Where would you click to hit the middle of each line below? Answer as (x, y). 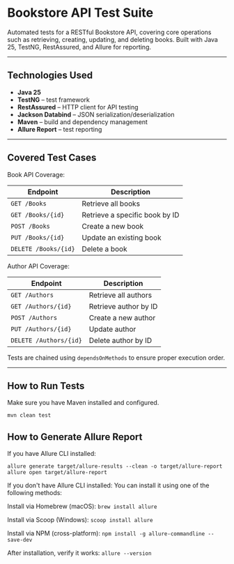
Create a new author (122, 317)
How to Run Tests (46, 386)
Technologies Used (50, 76)
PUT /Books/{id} (38, 237)
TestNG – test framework (54, 100)
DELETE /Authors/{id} (46, 340)
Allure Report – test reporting (60, 129)
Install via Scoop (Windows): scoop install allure (80, 520)
